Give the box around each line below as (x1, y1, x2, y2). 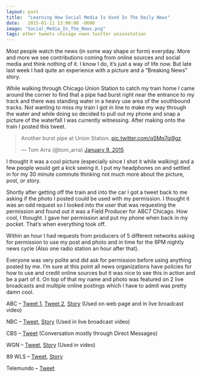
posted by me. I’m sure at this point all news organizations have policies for (6, 263, 192, 270)
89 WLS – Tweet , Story (6, 353, 63, 360)
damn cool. (6, 289, 34, 296)
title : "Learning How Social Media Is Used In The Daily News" (6, 14, 170, 20)
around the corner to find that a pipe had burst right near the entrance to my (6, 91, 195, 98)
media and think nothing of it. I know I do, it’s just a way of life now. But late (6, 61, 192, 68)
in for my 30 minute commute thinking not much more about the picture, (6, 170, 185, 178)
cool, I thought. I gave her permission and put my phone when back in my (6, 214, 188, 222)
